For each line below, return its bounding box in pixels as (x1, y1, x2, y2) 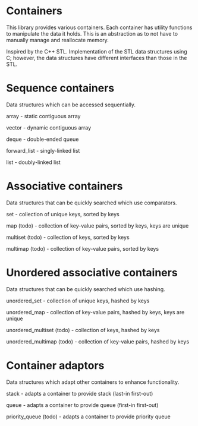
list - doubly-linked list (6, 159, 61, 166)
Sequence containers (6, 81, 115, 95)
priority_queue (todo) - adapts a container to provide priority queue (6, 413, 171, 420)
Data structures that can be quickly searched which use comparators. (6, 199, 177, 206)
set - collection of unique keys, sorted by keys (6, 210, 120, 217)
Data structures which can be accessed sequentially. (6, 101, 136, 108)
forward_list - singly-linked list (6, 147, 80, 154)
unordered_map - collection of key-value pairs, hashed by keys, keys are (6, 308, 185, 315)
